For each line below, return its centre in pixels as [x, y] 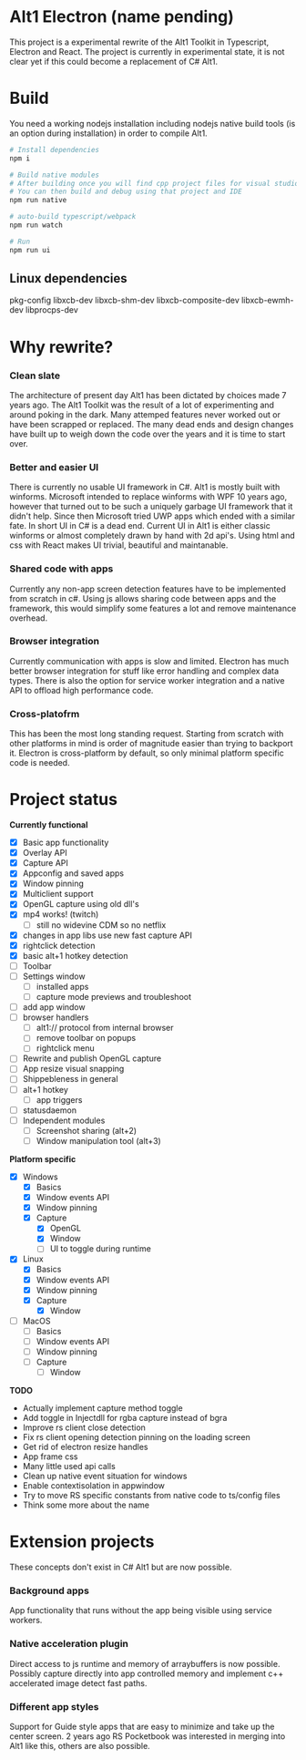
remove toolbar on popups [86, 1038]
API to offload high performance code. [82, 690]
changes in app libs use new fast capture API [107, 935]
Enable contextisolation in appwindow [94, 1486]
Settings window [54, 976]
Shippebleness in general [70, 1079]
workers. [26, 1621]
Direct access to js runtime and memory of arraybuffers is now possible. [145, 1663]
